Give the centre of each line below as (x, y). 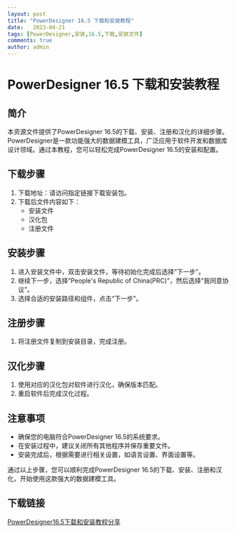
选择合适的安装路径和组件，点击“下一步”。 (80, 298)
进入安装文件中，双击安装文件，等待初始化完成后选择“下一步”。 (111, 271)
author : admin (29, 47)
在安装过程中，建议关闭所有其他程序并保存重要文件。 (96, 446)
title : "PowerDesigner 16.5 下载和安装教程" (71, 21)
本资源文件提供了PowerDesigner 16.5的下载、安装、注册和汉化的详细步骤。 (118, 132)
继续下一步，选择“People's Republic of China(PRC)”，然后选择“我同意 (120, 280)
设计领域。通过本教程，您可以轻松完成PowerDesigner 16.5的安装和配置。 (115, 149)
